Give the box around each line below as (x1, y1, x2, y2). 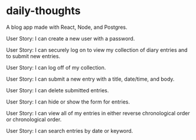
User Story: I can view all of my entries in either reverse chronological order (6, 109, 190, 116)
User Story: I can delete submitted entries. (6, 86, 109, 94)
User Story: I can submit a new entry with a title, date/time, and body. (6, 75, 175, 82)
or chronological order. (6, 116, 62, 123)
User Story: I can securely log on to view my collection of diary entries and (6, 46, 188, 54)
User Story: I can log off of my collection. (6, 64, 106, 71)
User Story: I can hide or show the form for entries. (6, 98, 130, 105)
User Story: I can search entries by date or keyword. (6, 127, 133, 134)
